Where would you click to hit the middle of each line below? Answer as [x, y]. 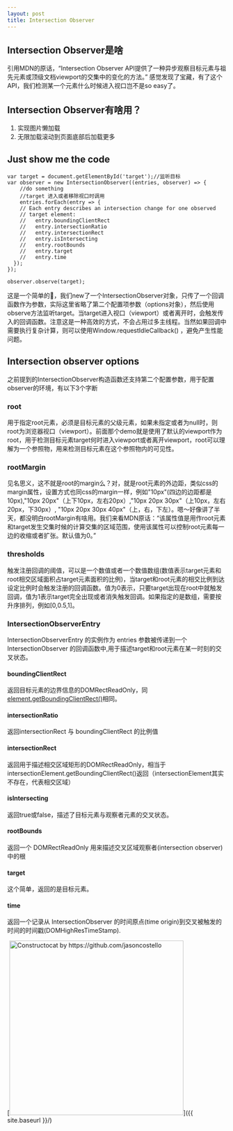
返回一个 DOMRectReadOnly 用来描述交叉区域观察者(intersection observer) [115, 847]
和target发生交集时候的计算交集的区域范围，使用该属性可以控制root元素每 [113, 527]
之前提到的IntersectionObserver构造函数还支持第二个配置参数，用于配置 [111, 379]
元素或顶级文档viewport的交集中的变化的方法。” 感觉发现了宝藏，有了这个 [118, 77]
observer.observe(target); [46, 281]
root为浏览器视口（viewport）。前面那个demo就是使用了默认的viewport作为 [115, 431]
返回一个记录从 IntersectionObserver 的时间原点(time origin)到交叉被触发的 [115, 922]
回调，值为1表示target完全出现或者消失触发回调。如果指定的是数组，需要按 [114, 596]
